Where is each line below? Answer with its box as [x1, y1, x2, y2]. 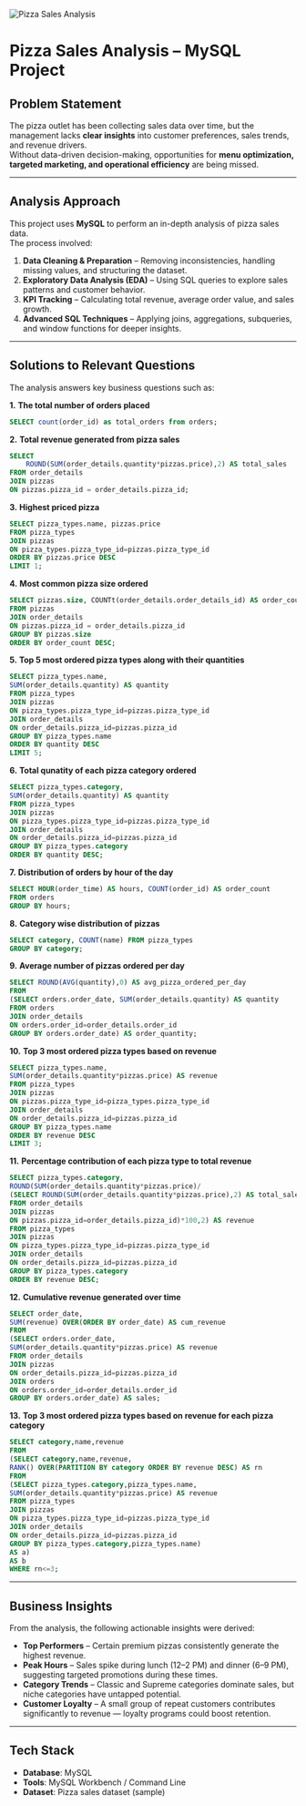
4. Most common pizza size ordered [9, 579, 148, 590]
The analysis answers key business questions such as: [9, 382, 215, 393]
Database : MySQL [22, 1767, 93, 1778]
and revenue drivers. [9, 139, 87, 150]
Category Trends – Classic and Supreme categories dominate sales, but [22, 1679, 294, 1690]
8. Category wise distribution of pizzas [9, 918, 160, 929]
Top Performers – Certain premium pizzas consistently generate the [22, 1640, 280, 1651]
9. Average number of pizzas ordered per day [9, 960, 185, 971]
